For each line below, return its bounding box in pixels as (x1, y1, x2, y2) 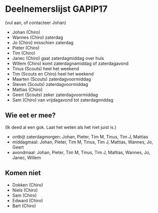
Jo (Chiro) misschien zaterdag (12, 39, 74, 45)
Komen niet (5, 169, 41, 177)
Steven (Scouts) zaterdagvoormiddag (12, 81, 88, 87)
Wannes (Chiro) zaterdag (12, 34, 63, 40)
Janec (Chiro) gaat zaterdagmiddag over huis (12, 55, 105, 61)
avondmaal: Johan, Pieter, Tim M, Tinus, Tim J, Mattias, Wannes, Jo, (12, 149, 151, 155)
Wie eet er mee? (5, 111, 56, 120)
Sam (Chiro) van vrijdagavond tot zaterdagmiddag (12, 97, 114, 103)
